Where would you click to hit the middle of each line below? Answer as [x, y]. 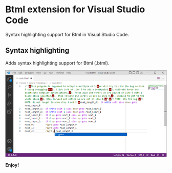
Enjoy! [12, 165]
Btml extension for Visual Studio [75, 9]
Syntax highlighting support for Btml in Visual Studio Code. [67, 34]
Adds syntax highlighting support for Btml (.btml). [57, 63]
